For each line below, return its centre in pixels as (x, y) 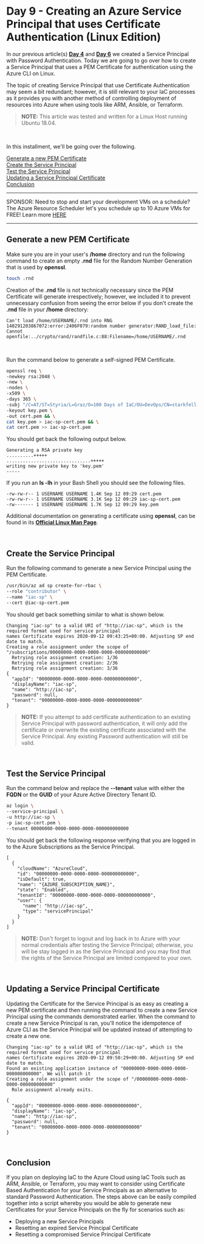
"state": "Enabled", (43, 890)
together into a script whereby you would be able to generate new (89, 1203)
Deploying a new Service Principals (59, 1221)
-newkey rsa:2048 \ (31, 376)
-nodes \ (17, 388)
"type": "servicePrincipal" (58, 911)
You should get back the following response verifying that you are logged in (101, 840)
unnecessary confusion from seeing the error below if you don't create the (100, 303)
